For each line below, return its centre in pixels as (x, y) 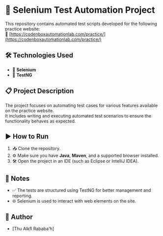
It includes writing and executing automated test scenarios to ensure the (78, 116)
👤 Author (19, 217)
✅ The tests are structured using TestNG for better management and (81, 190)
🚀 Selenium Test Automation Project (80, 10)
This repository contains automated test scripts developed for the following (81, 24)
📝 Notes (17, 178)
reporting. (22, 196)
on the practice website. (29, 111)
